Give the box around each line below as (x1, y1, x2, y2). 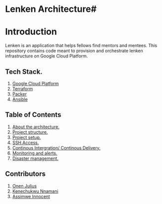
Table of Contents (5, 110, 62, 119)
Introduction (5, 26, 57, 38)
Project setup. (12, 134, 41, 140)
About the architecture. (12, 124, 60, 130)
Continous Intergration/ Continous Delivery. (12, 145, 101, 151)
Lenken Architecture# (5, 3, 97, 15)
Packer (12, 91, 27, 97)
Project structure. (12, 129, 48, 135)
